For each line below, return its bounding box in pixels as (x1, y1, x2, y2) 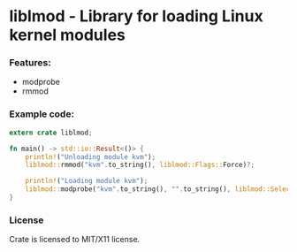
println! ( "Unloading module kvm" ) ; (25, 152, 156, 161)
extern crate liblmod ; (9, 128, 93, 137)
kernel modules (9, 25, 126, 45)
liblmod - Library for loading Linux (9, 6, 263, 27)
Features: (9, 57, 51, 69)
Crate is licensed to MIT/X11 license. (9, 234, 141, 245)
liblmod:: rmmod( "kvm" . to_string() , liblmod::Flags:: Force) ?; (25, 161, 255, 170)
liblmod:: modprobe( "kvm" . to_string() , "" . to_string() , (25, 185, 232, 194)
